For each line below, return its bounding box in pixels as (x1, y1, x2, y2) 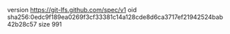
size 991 (38, 20, 62, 28)
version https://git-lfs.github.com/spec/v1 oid (7, 6, 137, 14)
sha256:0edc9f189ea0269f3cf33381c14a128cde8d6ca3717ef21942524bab (7, 13, 223, 21)
